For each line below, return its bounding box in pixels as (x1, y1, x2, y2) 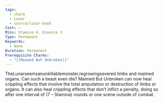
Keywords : (5, 39, 25, 44)
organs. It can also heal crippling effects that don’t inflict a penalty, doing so (5, 86, 158, 92)
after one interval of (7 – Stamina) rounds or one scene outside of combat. (5, 92, 155, 98)
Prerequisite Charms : (5, 52, 49, 58)
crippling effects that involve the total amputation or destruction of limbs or (5, 81, 157, 87)
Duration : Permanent (5, 48, 47, 53)
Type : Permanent (5, 35, 38, 40)
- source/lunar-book (9, 21, 51, 26)
